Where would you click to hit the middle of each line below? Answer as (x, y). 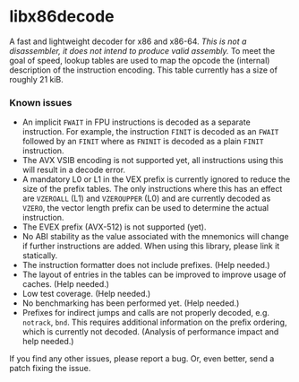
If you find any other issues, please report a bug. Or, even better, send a (142, 359)
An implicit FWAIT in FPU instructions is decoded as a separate (136, 122)
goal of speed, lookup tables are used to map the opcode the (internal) (140, 60)
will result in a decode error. (74, 170)
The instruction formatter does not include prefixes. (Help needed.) (146, 265)
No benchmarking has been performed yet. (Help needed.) (131, 303)
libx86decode (62, 17)
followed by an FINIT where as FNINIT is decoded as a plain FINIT (143, 142)
